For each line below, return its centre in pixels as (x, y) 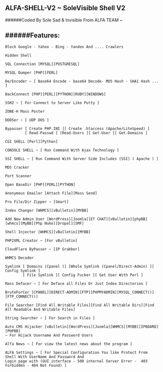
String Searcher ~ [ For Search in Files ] (50, 318)
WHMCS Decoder (20, 258)
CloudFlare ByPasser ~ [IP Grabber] (42, 249)
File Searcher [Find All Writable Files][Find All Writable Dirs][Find (80, 305)
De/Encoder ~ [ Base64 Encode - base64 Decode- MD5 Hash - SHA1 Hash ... (82, 81)
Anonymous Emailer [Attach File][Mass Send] (51, 193)
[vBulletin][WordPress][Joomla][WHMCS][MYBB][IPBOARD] (102, 327)
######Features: (33, 36)
